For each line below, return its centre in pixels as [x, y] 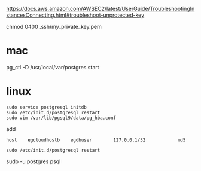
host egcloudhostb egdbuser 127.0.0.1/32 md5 [96, 140]
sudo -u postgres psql [33, 161]
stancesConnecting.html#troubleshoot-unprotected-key [75, 15]
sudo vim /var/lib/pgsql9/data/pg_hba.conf [61, 118]
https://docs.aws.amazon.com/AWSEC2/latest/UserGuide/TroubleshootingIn [100, 9]
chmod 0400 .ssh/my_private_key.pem [54, 27]
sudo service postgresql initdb [46, 107]
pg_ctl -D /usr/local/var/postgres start [53, 67]
